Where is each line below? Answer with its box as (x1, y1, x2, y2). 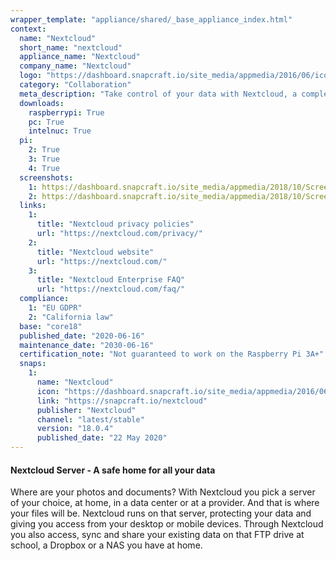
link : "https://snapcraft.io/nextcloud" (36, 396, 208, 406)
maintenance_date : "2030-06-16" (19, 340, 155, 350)
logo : (19, 71, 43, 81)
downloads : (19, 98, 65, 108)
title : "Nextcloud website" (36, 247, 155, 257)
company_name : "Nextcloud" (19, 61, 132, 71)
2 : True (28, 145, 60, 155)
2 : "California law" (28, 312, 114, 322)
